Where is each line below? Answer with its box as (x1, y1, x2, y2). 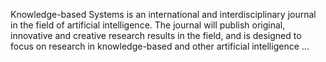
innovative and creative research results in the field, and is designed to (10, 30, 302, 41)
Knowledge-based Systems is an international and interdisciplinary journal (10, 9, 317, 20)
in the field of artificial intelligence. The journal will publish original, (10, 19, 286, 31)
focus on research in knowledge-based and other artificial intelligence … (10, 40, 310, 52)
